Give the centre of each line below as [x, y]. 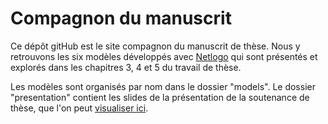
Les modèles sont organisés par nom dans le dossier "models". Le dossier [163, 86]
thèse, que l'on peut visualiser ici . [79, 108]
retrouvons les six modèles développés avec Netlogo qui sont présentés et [164, 56]
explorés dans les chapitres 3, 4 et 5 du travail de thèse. [126, 67]
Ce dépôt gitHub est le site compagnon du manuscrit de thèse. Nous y [155, 46]
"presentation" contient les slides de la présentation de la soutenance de [160, 97]
